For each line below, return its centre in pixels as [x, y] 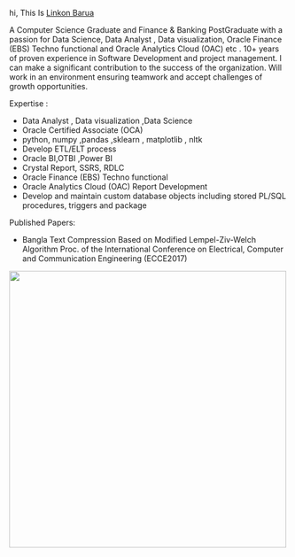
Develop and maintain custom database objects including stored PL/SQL [154, 196]
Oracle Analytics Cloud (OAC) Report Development [115, 186]
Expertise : [29, 104]
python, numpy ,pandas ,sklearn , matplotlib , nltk [112, 139]
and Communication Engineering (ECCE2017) [105, 259]
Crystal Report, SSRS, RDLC [73, 168]
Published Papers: [43, 222]
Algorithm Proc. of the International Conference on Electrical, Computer [152, 249]
